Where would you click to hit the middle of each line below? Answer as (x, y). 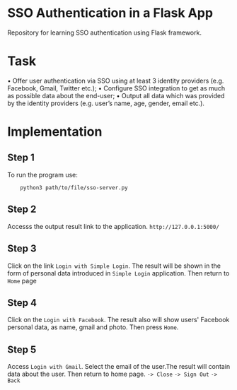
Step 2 (22, 209)
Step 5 (22, 349)
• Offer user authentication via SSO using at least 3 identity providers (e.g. (116, 81)
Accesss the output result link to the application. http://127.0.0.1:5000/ (113, 226)
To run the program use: (42, 175)
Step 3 (22, 249)
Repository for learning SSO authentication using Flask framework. (104, 32)
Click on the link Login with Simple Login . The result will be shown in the (114, 266)
